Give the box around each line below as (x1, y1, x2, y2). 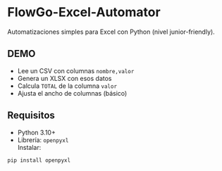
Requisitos (7, 110, 55, 122)
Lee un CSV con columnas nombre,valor (17, 66, 135, 75)
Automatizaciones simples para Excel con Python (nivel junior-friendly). (7, 27, 215, 36)
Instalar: (17, 143, 42, 151)
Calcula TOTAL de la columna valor (17, 82, 118, 90)
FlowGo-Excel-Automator (7, 4, 161, 20)
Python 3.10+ (17, 128, 56, 137)
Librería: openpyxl (17, 135, 69, 144)
